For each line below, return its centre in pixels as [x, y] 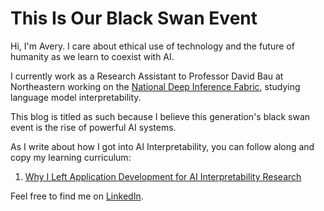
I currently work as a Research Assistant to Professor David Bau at [147, 76]
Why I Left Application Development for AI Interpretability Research [163, 176]
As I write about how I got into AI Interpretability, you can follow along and [162, 146]
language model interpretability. [76, 97]
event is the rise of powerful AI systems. [93, 127]
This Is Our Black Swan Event [134, 18]
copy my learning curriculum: [71, 157]
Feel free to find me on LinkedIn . [77, 196]
